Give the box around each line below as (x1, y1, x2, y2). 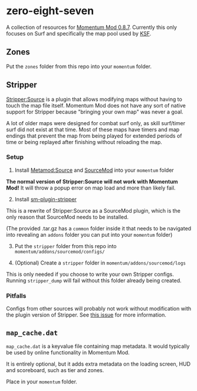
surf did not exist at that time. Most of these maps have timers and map (6, 126, 180, 133)
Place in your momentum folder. (6, 378, 78, 385)
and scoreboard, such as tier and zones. (6, 366, 104, 373)
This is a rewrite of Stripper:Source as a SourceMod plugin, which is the (6, 207, 181, 214)
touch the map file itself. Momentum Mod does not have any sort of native (6, 102, 186, 109)
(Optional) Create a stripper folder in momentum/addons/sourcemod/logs (14, 259, 186, 266)
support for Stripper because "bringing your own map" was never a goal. (6, 108, 184, 115)
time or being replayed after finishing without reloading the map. (6, 138, 162, 145)
